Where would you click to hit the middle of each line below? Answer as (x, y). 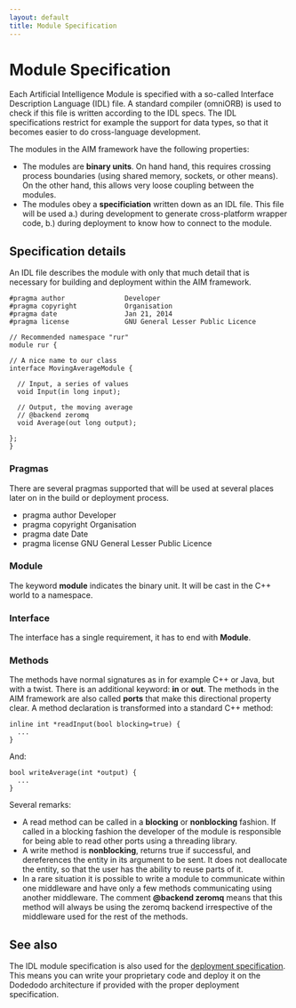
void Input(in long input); (69, 392)
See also (33, 944)
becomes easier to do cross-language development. (105, 132)
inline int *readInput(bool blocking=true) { (95, 725)
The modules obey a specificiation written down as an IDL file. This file (153, 205)
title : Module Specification (63, 26)
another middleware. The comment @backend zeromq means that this (152, 898)
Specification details (68, 251)
